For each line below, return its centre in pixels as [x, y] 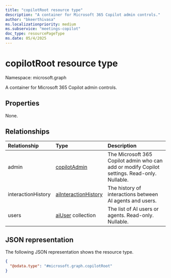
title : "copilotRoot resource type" [44, 10]
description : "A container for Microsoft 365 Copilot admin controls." [83, 15]
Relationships [27, 132]
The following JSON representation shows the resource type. [69, 252]
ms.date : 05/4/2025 [26, 39]
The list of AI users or [133, 209]
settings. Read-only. [132, 173]
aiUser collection [76, 215]
